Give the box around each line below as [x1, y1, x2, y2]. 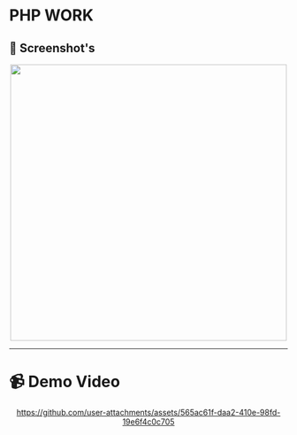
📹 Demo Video [9, 372, 121, 392]
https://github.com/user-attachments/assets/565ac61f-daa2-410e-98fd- [16, 407, 281, 417]
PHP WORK [9, 5, 95, 26]
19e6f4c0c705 [122, 416, 175, 427]
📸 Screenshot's [9, 41, 95, 56]
